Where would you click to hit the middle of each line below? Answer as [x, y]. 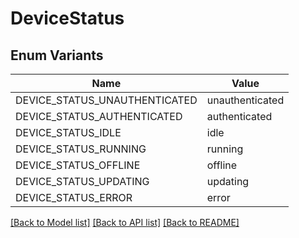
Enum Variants [57, 55]
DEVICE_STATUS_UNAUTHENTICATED [106, 100]
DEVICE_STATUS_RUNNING [81, 149]
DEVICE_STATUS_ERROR [74, 197]
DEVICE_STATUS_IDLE [68, 132]
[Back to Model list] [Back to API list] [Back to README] [125, 222]
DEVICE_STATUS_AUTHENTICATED [99, 116]
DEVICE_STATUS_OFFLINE [78, 165]
